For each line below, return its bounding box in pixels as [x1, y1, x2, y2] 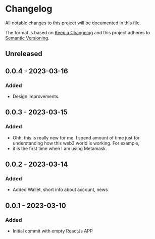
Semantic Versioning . [5, 35, 49, 41]
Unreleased [5, 50, 43, 58]
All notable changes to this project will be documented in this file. [5, 20, 141, 26]
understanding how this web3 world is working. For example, [12, 140, 140, 146]
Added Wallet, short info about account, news [12, 186, 108, 193]
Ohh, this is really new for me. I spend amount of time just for [12, 134, 140, 140]
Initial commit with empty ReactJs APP [12, 228, 93, 234]
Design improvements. [12, 93, 60, 100]
